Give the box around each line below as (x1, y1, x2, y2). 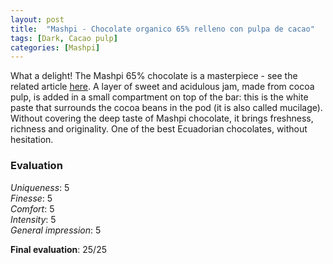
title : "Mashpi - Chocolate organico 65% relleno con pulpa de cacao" (10, 24, 315, 34)
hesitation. (10, 134, 54, 146)
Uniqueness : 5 (10, 181, 70, 193)
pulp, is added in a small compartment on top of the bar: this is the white (10, 91, 309, 103)
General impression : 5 (10, 224, 102, 236)
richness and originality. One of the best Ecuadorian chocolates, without (10, 123, 308, 135)
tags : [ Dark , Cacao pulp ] (10, 33, 118, 43)
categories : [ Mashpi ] (10, 42, 101, 53)
